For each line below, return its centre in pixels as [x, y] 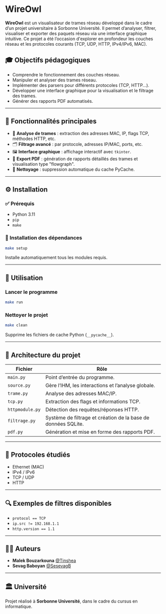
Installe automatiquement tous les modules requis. [56, 258]
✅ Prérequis [20, 204]
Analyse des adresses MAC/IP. [81, 393]
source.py [19, 385]
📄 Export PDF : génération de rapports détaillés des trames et [75, 159]
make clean [16, 325]
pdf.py [15, 432]
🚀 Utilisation [24, 278]
